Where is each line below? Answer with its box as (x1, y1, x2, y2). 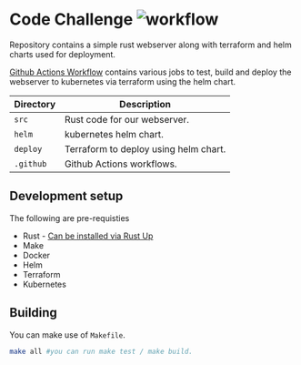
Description (119, 97, 171, 110)
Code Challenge (9, 9, 134, 30)
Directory (14, 97, 56, 110)
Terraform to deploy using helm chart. (64, 142, 226, 155)
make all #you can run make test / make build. (9, 347, 194, 356)
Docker (22, 249, 51, 260)
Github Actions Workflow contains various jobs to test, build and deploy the (9, 66, 292, 77)
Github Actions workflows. (64, 157, 177, 170)
